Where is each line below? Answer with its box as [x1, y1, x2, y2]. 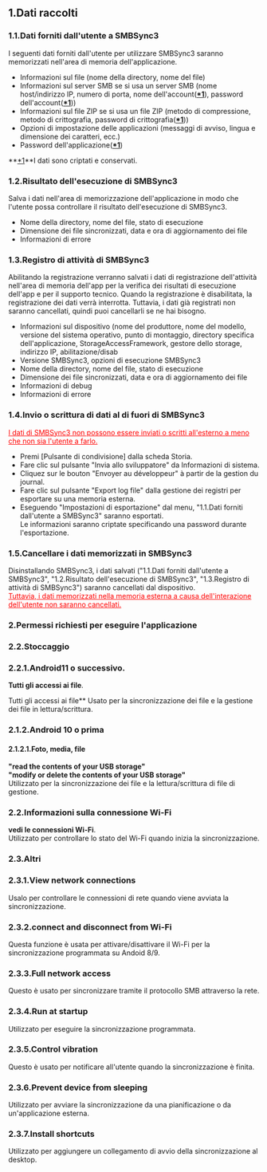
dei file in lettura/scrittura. [8, 705, 93, 714]
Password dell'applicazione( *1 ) [19, 140, 124, 150]
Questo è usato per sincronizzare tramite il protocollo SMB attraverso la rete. [8, 986, 260, 996]
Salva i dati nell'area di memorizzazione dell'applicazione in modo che [8, 193, 239, 203]
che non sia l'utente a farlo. [8, 436, 98, 446]
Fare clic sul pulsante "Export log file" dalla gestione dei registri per [19, 486, 241, 495]
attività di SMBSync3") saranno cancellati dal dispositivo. [8, 582, 196, 592]
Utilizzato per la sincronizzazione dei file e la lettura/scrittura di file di [8, 779, 235, 789]
